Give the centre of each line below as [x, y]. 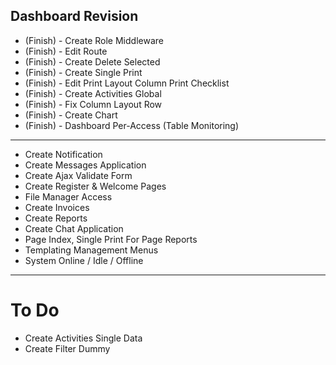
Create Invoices [57, 207]
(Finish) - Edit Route [66, 51]
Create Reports [56, 218]
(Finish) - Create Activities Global [93, 93]
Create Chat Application [74, 228]
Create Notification [63, 154]
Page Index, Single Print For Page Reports [111, 239]
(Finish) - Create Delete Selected [92, 61]
